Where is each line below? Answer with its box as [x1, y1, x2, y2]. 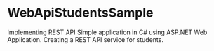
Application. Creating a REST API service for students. [7, 35, 163, 43]
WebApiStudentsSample [7, 5, 154, 21]
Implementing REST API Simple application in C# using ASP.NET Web [7, 28, 208, 36]
